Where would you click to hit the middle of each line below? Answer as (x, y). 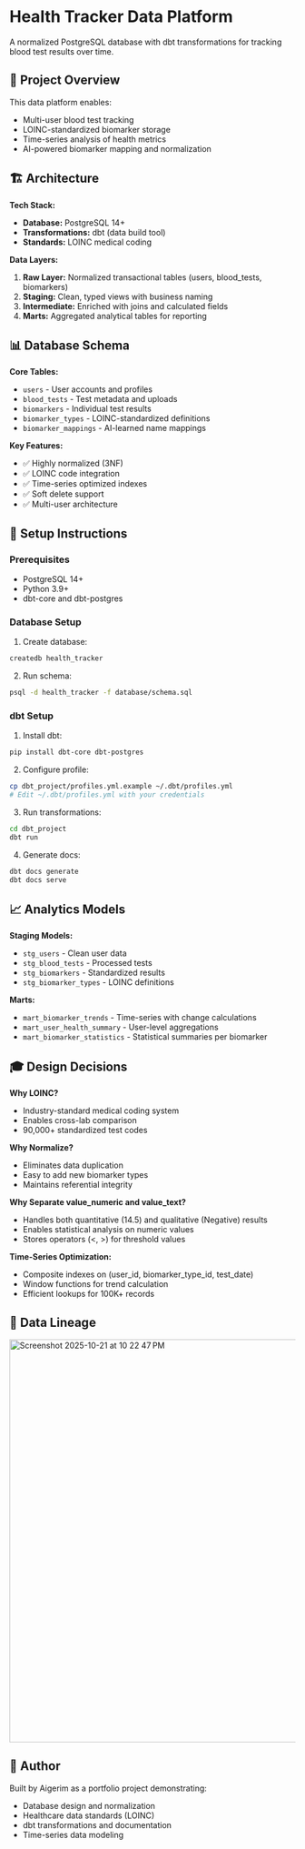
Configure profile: (55, 769)
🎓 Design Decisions (69, 1066)
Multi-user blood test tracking (78, 119)
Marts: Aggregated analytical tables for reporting (114, 316)
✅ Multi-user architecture (70, 504)
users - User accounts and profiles (87, 389)
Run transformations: (62, 812)
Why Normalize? (42, 1148)
